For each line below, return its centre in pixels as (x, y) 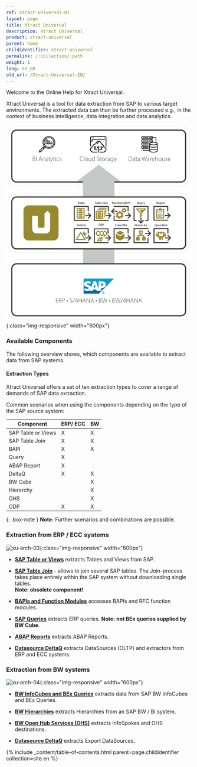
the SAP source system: (35, 411)
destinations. (30, 729)
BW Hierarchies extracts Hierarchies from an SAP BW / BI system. (95, 711)
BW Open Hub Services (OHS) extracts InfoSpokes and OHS (89, 723)
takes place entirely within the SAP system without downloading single (101, 577)
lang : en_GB (21, 69)
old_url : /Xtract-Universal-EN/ (46, 75)
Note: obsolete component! (49, 589)
